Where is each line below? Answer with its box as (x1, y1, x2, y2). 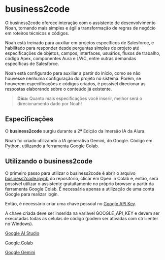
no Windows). (5, 221, 33, 227)
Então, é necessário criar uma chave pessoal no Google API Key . (5, 200, 136, 206)
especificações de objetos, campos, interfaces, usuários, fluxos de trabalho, (5, 50, 161, 56)
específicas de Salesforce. (5, 61, 59, 66)
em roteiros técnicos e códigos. (5, 30, 69, 36)
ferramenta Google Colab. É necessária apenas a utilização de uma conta (5, 186, 154, 192)
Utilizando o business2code (5, 157, 93, 165)
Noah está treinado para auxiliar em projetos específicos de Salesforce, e (5, 39, 154, 45)
